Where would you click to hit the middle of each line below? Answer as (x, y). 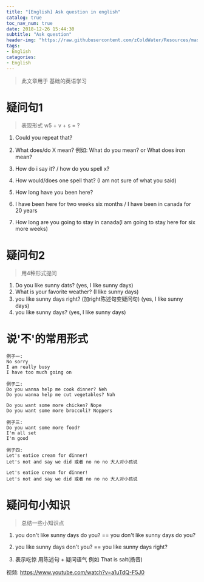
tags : (13, 46)
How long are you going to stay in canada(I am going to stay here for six (105, 222)
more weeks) (32, 229)
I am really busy (28, 367)
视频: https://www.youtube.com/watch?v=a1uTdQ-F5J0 (75, 572)
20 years (26, 211)
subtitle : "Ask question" (39, 35)
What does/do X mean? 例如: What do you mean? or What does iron (100, 150)
